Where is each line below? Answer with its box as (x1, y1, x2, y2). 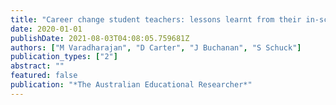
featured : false (10, 71, 78, 81)
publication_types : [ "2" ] (10, 52, 118, 62)
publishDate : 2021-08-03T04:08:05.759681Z (10, 33, 190, 43)
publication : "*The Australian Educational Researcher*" (10, 80, 253, 90)
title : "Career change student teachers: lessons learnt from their (10, 14, 302, 25)
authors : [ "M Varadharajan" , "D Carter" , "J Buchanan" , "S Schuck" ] (10, 42, 302, 53)
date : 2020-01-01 (10, 24, 83, 34)
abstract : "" (10, 61, 65, 71)
